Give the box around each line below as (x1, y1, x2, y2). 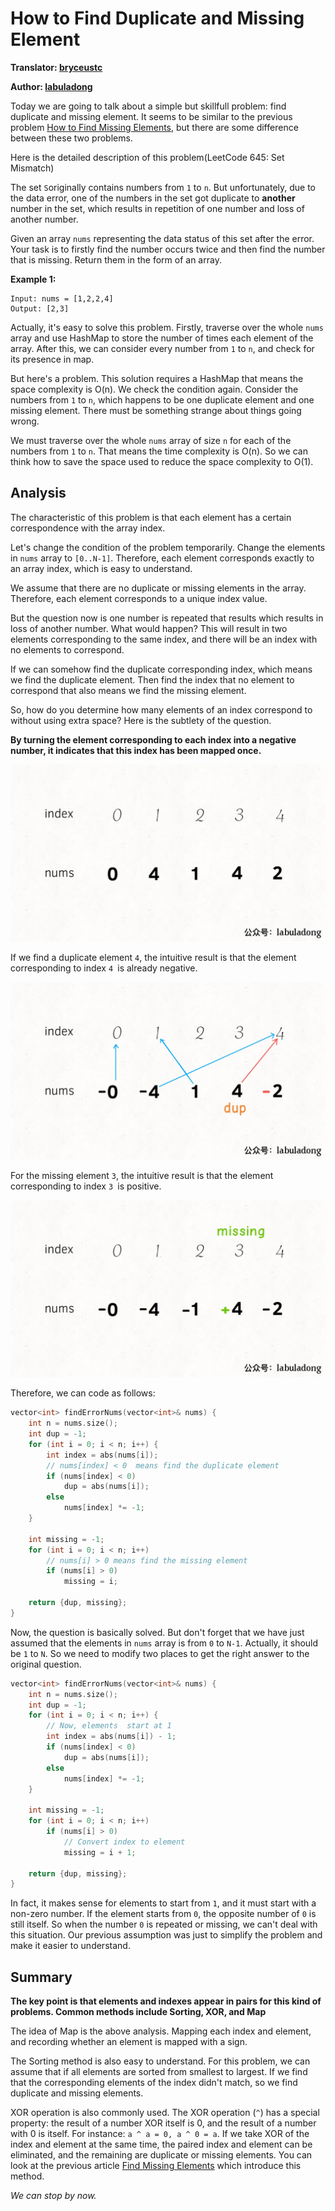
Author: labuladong (10, 80, 93, 92)
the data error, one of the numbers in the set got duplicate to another (10, 192, 296, 204)
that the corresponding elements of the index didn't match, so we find (10, 2077, 298, 2089)
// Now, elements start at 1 (46, 1721, 172, 1731)
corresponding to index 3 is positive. (10, 1180, 162, 1192)
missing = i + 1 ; (63, 1847, 137, 1857)
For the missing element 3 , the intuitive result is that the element (10, 1169, 274, 1181)
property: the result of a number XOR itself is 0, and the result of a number (10, 2117, 317, 2129)
